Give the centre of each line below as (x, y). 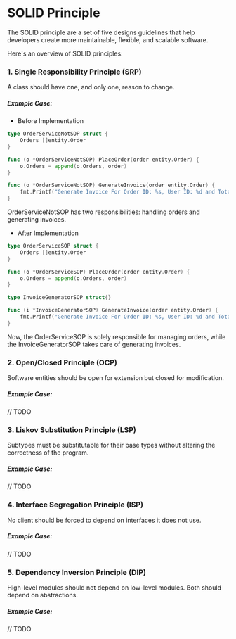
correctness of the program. (48, 453)
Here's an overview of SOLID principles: (65, 53)
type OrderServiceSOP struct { (53, 246)
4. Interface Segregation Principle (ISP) (76, 505)
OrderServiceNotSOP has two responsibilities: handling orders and (104, 212)
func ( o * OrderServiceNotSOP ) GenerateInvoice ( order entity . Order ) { (111, 185)
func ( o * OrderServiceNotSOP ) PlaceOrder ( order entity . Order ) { (103, 160)
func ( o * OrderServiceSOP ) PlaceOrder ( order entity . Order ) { (99, 272)
